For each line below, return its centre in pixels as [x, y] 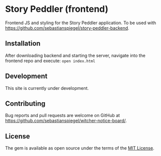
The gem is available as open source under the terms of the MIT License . [80, 148]
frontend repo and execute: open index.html [50, 61]
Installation [23, 44]
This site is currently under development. [47, 88]
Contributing [25, 103]
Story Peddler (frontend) [57, 9]
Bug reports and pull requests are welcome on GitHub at [63, 116]
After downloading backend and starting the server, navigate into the [75, 55]
